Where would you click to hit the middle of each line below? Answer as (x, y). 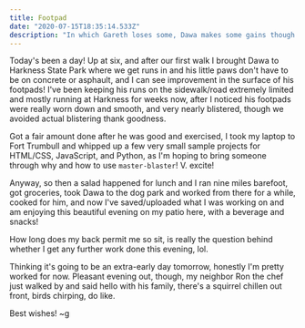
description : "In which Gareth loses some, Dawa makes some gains (138, 35)
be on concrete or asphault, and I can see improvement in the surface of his (152, 80)
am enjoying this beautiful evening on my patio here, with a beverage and (147, 212)
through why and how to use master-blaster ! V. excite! (112, 166)
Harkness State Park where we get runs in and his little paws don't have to (149, 70)
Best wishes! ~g (40, 313)
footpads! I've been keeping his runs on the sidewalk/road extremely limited (152, 90)
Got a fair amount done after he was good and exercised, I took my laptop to (152, 137)
